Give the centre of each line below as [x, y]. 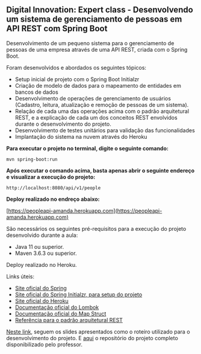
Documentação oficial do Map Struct [60, 313]
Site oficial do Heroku [42, 301]
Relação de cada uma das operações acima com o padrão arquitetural [102, 111]
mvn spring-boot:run [32, 159]
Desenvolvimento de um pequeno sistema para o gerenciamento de [90, 43]
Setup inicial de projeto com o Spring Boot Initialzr [77, 79]
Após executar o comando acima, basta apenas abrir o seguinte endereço [100, 170]
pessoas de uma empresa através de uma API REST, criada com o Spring [97, 49]
